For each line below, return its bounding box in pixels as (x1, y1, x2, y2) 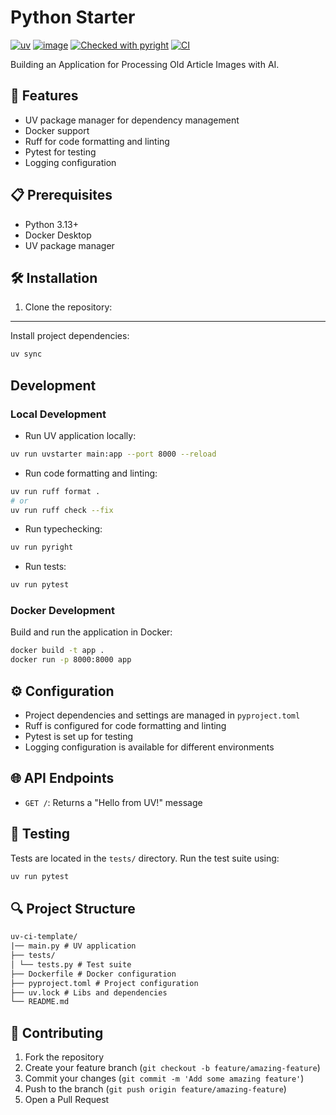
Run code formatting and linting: (24, 467, 158, 479)
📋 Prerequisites (10, 187, 113, 204)
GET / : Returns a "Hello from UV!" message (24, 796, 203, 808)
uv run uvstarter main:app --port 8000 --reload (10, 449, 217, 459)
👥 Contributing (10, 1024, 104, 1041)
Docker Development (10, 604, 116, 618)
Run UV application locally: (24, 429, 137, 441)
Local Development (10, 407, 107, 421)
